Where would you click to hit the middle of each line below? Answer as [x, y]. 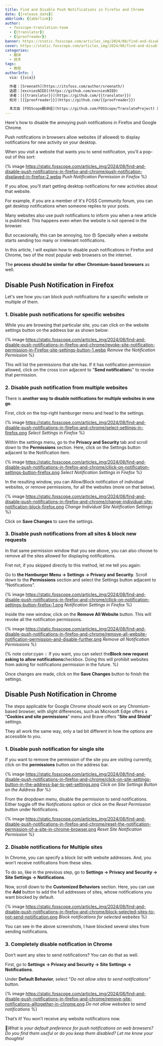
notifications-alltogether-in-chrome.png [45, 1004]
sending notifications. [27, 932]
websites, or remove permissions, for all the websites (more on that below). [80, 487]
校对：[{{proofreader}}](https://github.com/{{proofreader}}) [73, 100]
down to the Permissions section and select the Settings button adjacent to [81, 580]
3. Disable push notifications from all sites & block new [71, 534]
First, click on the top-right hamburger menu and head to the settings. [75, 413]
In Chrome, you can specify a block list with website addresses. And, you [78, 857]
